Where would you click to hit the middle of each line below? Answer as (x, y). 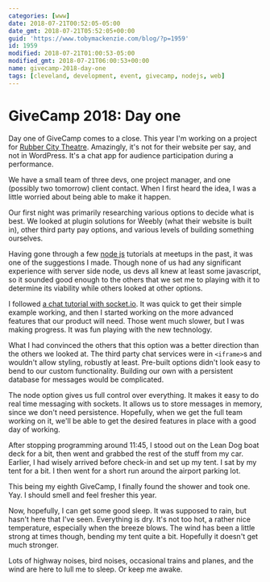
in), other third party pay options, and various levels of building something (131, 229)
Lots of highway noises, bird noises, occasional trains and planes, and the (131, 560)
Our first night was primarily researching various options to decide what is (131, 212)
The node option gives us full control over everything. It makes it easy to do (134, 395)
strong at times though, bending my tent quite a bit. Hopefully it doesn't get (133, 536)
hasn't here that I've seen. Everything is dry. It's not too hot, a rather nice (130, 519)
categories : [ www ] (39, 16)
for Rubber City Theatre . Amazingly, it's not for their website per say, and (130, 147)
